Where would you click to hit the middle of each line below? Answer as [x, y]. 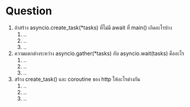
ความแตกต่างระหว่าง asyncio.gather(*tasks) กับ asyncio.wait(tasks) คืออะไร [99, 53]
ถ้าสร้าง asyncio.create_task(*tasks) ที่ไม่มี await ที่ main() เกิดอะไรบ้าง [93, 27]
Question [29, 11]
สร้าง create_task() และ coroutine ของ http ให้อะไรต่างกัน [77, 79]
